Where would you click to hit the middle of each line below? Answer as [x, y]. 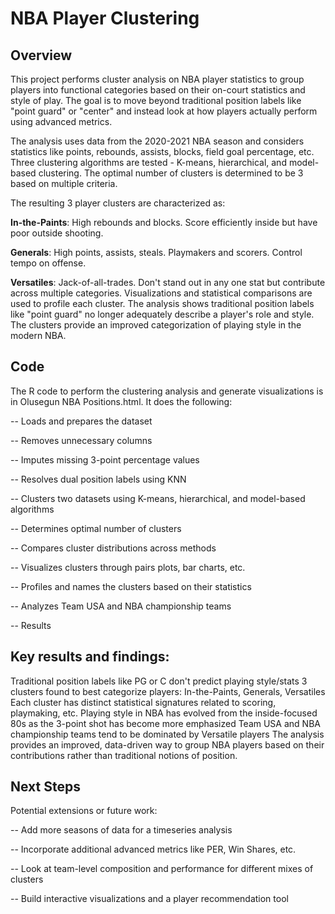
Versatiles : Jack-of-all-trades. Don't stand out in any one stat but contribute [168, 282]
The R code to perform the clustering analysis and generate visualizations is [167, 391]
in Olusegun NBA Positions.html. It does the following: [121, 401]
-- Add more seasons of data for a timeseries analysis [121, 830]
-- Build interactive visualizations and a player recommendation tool [149, 899]
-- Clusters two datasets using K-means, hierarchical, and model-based [158, 498]
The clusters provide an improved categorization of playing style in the [156, 325]
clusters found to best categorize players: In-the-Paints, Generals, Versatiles [168, 691]
